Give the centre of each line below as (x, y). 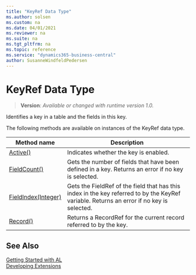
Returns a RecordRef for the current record (126, 218)
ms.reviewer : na (26, 33)
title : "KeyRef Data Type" (39, 11)
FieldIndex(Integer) (35, 197)
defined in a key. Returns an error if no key (125, 169)
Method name (35, 143)
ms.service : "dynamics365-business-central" (61, 55)
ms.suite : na (22, 39)
